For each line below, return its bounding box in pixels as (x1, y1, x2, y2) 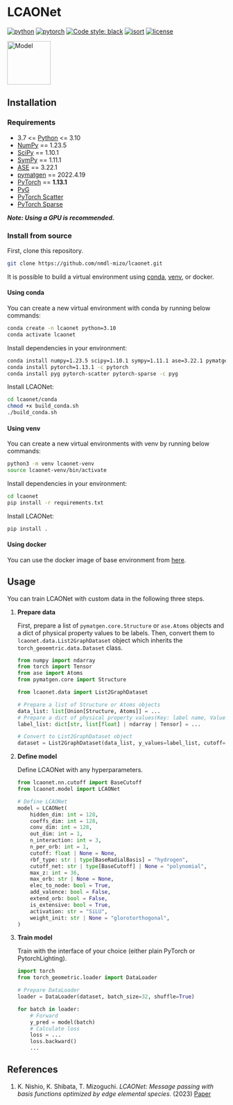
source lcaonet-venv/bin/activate (7, 467, 107, 474)
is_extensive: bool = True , (30, 901, 111, 908)
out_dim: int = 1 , (30, 830, 83, 837)
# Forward (30, 1012, 58, 1019)
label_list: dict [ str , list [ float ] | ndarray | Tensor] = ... (17, 721, 201, 728)
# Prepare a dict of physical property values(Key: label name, (17, 714, 207, 721)
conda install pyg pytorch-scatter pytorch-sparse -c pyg (7, 370, 178, 377)
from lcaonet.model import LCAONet (17, 786, 121, 793)
